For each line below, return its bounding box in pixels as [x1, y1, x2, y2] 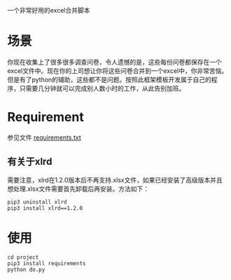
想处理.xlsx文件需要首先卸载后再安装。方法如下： [7, 185, 150, 193]
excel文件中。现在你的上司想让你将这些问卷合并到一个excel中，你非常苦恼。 [7, 66, 228, 75]
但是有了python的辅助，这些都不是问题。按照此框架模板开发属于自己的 [7, 75, 211, 84]
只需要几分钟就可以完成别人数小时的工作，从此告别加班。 [19, 84, 185, 93]
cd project [7, 253, 39, 261]
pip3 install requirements [7, 260, 86, 267]
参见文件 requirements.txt [7, 133, 82, 142]
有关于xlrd [7, 156, 52, 168]
